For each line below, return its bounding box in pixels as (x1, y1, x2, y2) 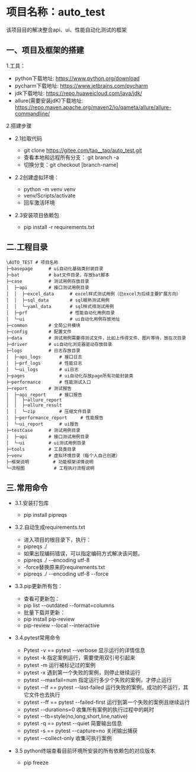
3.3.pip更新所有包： (14, 583, 63, 590)
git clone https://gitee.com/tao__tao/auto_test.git (23, 147, 142, 154)
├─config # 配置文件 (6, 329, 72, 335)
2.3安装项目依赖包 (14, 211, 59, 218)
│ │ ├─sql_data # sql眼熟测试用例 (6, 297, 110, 303)
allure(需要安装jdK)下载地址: (14, 97, 83, 104)
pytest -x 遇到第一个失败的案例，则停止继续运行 (23, 669, 141, 676)
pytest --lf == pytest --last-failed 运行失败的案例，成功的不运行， (23, 684, 184, 691)
